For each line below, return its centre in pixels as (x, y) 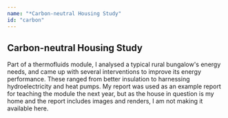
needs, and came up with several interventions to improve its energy (104, 72)
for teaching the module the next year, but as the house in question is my (111, 94)
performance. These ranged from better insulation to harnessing (99, 79)
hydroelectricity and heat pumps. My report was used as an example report (114, 86)
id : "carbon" (26, 20)
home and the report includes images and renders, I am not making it (105, 101)
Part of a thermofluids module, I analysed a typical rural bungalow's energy (114, 65)
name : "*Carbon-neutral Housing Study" (64, 13)
